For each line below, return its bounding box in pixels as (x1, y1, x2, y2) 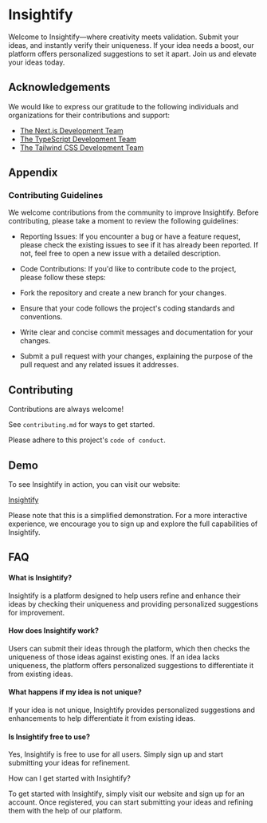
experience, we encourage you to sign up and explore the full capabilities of (8, 519, 258, 528)
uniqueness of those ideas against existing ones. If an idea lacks (8, 652, 221, 662)
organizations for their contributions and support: (8, 110, 170, 120)
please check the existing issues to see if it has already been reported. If (19, 240, 259, 250)
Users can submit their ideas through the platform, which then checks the (8, 643, 250, 653)
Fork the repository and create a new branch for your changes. (19, 288, 227, 298)
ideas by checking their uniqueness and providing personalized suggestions (8, 599, 259, 608)
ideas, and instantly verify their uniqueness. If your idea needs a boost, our (8, 40, 255, 49)
